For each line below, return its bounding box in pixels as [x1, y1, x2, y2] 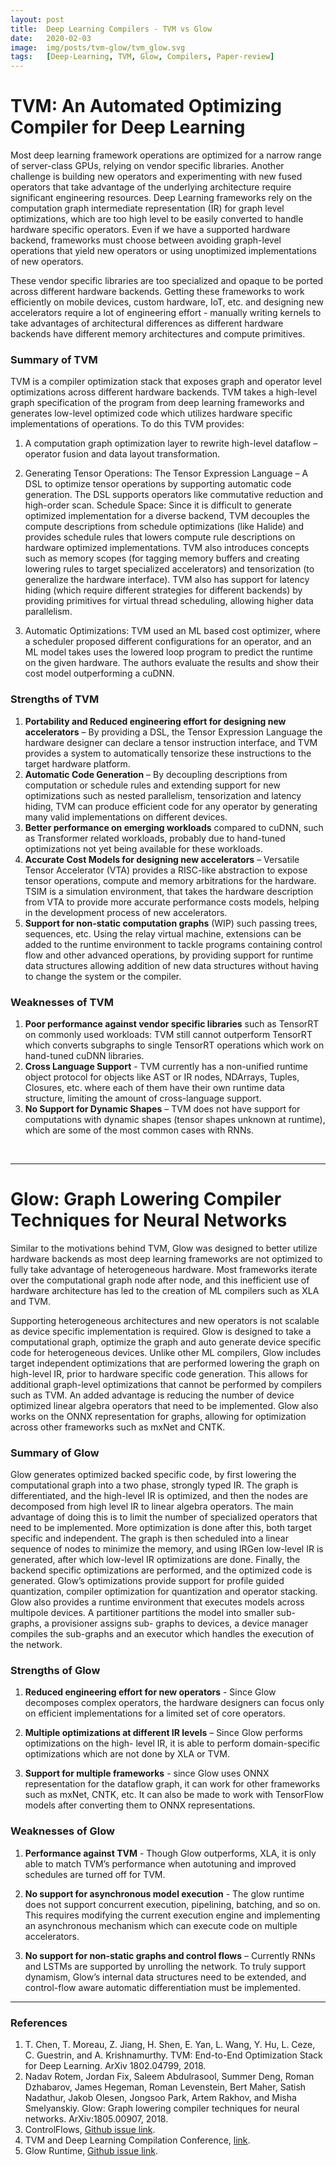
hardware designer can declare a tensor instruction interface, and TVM [24, 736, 318, 748]
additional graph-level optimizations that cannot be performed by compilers [10, 1378, 322, 1390]
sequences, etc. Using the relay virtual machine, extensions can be [24, 927, 302, 940]
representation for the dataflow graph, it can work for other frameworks [24, 1778, 321, 1790]
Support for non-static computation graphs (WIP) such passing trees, [24, 917, 318, 929]
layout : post [10, 14, 65, 25]
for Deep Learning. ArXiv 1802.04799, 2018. [24, 2060, 207, 2072]
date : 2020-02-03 [10, 33, 92, 43]
